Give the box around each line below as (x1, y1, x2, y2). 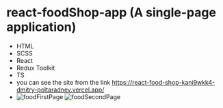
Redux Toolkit (16, 64, 55, 72)
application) (6, 19, 77, 35)
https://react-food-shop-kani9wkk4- (112, 78, 215, 86)
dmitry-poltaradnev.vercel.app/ (16, 85, 105, 94)
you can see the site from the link (16, 78, 111, 86)
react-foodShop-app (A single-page (6, 5, 217, 21)
